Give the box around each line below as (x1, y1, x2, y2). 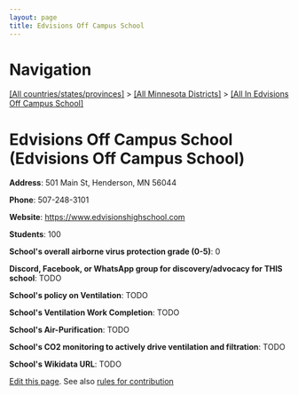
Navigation (9, 59, 91, 80)
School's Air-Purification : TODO (9, 325, 130, 336)
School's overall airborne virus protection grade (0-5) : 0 (9, 246, 221, 257)
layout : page (9, 12, 58, 22)
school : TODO (9, 273, 62, 284)
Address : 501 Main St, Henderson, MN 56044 (9, 178, 177, 188)
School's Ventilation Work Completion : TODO (9, 307, 180, 318)
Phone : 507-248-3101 (9, 194, 90, 205)
